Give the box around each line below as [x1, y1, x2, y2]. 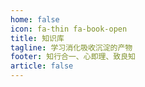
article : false [10, 61, 74, 71]
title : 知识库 [10, 33, 65, 43]
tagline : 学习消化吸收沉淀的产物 [10, 42, 133, 53]
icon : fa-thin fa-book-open [10, 24, 128, 34]
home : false [10, 14, 60, 25]
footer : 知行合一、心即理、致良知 [10, 52, 136, 62]
